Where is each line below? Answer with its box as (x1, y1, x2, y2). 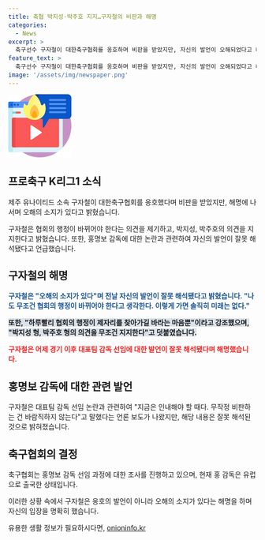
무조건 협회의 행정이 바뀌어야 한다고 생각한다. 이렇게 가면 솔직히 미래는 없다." (16, 301, 250, 311)
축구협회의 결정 (8, 447, 78, 461)
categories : (8, 21, 47, 29)
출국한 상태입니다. (22, 480, 78, 489)
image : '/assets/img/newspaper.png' (8, 71, 129, 79)
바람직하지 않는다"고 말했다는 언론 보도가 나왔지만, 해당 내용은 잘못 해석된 (24, 412, 251, 422)
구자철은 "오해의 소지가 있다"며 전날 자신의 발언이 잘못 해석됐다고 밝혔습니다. (8, 291, 243, 301)
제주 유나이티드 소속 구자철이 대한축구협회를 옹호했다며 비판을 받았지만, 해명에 (8, 197, 248, 207)
